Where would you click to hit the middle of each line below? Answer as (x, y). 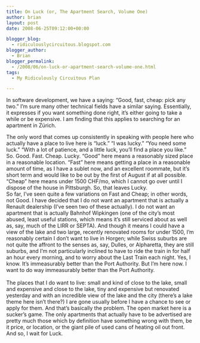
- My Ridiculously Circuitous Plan (56, 78)
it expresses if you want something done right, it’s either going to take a (94, 113)
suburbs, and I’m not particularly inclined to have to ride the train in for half (98, 251)
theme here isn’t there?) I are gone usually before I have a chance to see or (99, 302)
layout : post (22, 23)
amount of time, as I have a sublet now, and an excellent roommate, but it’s (98, 169)
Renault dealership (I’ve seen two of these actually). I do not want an (90, 207)
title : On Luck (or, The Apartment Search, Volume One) (77, 12)
